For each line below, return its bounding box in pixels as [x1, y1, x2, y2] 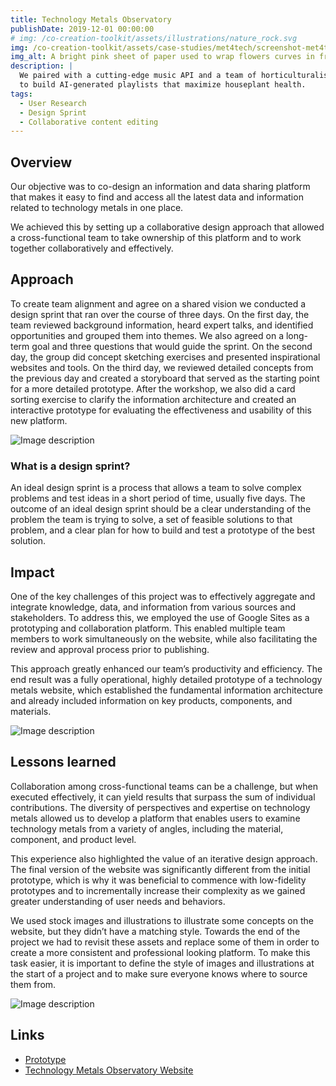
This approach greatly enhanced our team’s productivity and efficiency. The [10, 662, 323, 675]
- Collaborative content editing [19, 117, 159, 127]
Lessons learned [10, 754, 117, 771]
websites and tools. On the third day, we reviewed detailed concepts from [10, 361, 314, 373]
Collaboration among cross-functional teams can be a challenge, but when [10, 780, 318, 792]
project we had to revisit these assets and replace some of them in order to [10, 936, 320, 948]
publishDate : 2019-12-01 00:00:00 [10, 24, 155, 34]
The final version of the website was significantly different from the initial [10, 863, 311, 875]
